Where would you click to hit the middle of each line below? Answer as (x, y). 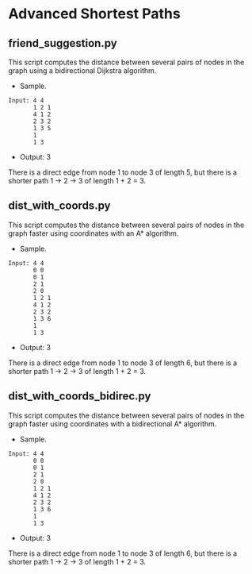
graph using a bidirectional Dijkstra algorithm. (82, 71)
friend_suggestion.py (63, 43)
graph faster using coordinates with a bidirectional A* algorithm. (113, 424)
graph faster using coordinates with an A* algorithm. (94, 233)
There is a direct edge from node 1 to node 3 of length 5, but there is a (123, 172)
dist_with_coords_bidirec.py (80, 397)
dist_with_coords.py (59, 206)
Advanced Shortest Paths (94, 14)
